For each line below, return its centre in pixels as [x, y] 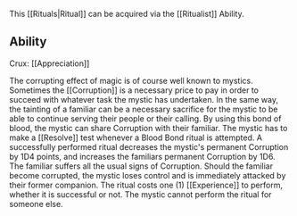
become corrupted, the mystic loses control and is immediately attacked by [148, 175]
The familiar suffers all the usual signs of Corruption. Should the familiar [141, 166]
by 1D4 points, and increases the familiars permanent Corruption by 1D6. [142, 156]
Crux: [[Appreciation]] [49, 63]
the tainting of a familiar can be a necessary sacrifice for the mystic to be [144, 109]
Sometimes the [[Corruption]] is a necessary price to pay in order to [134, 90]
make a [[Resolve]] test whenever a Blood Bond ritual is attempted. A [136, 137]
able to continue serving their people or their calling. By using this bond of [145, 118]
